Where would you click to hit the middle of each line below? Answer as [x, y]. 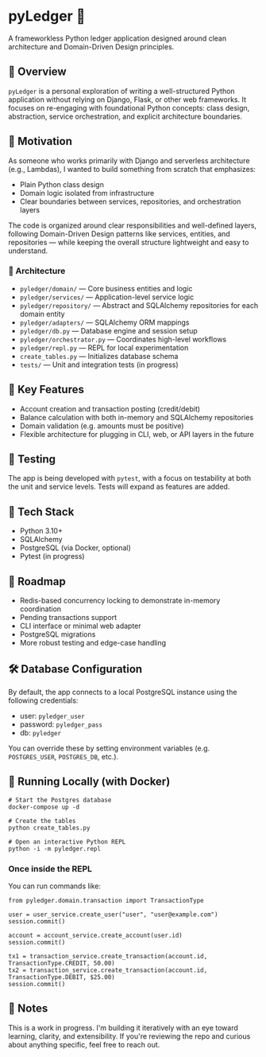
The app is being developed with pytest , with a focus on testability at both [130, 478]
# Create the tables [42, 821]
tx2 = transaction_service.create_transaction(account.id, [108, 970]
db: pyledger [40, 732]
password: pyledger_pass [61, 724]
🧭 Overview [37, 72]
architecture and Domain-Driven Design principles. [91, 46]
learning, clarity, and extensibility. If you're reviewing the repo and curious [129, 1036]
